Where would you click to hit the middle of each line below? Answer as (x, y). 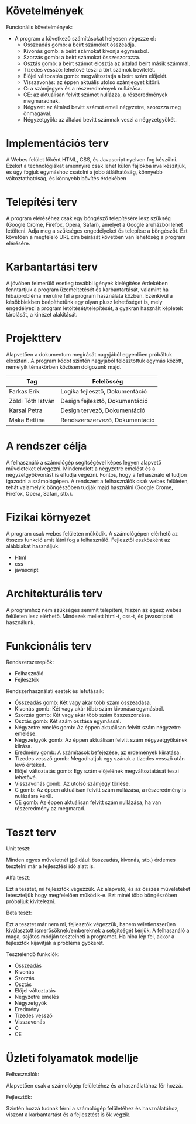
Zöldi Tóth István (32, 401)
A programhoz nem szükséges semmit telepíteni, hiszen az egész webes (94, 610)
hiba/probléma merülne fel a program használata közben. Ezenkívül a (90, 295)
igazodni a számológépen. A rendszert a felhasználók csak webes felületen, (97, 481)
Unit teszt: (18, 849)
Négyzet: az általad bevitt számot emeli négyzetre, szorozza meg (102, 107)
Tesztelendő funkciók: (33, 954)
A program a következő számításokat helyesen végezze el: (85, 38)
